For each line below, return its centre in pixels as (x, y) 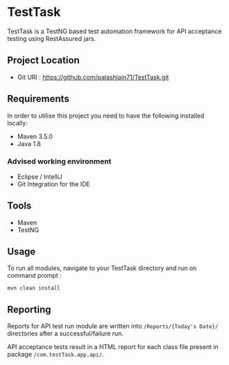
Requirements (38, 99)
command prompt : (34, 276)
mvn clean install (34, 288)
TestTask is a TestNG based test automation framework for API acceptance (114, 31)
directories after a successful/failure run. (65, 334)
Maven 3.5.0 (35, 136)
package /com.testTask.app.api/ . (56, 355)
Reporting (29, 309)
